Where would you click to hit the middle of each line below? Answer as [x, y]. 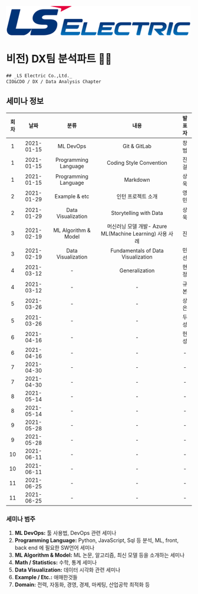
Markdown [137, 179]
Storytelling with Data [137, 213]
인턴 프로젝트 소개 [137, 197]
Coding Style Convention [137, 163]
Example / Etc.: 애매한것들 [46, 577]
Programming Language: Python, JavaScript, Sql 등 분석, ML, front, [96, 540]
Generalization [137, 270]
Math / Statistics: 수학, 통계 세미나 [56, 562]
